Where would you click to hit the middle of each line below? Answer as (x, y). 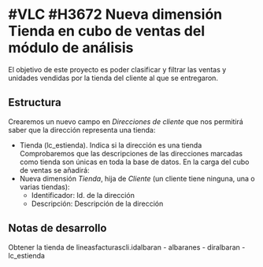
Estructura (35, 102)
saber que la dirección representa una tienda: (82, 130)
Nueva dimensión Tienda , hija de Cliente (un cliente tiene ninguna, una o (137, 178)
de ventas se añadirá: (54, 170)
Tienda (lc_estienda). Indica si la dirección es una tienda (111, 145)
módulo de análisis (71, 48)
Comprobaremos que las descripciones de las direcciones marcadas (131, 153)
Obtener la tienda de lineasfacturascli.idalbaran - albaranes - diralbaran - (127, 247)
